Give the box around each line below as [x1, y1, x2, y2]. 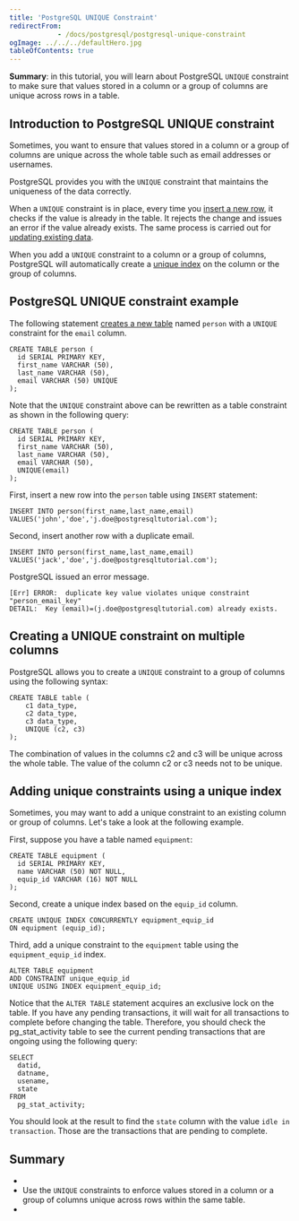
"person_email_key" [9, 596, 82, 605]
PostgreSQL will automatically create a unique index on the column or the [9, 258, 280, 269]
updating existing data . [9, 231, 94, 242]
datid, [17, 1061, 42, 1070]
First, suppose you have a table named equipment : [9, 835, 193, 845]
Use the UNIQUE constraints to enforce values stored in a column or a [21, 1185, 275, 1196]
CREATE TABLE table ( [9, 693, 90, 702]
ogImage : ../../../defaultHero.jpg [9, 38, 142, 48]
